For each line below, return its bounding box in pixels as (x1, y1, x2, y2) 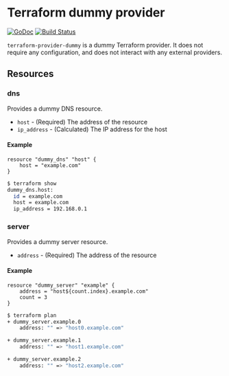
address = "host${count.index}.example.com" (19, 287, 149, 295)
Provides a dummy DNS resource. (7, 104, 103, 113)
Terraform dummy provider (7, 5, 165, 21)
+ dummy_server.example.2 (7, 356, 81, 363)
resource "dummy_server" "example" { (7, 282, 115, 289)
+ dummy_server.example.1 (7, 337, 81, 344)
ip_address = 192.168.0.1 (13, 206, 88, 212)
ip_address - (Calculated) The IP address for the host (16, 125, 167, 133)
